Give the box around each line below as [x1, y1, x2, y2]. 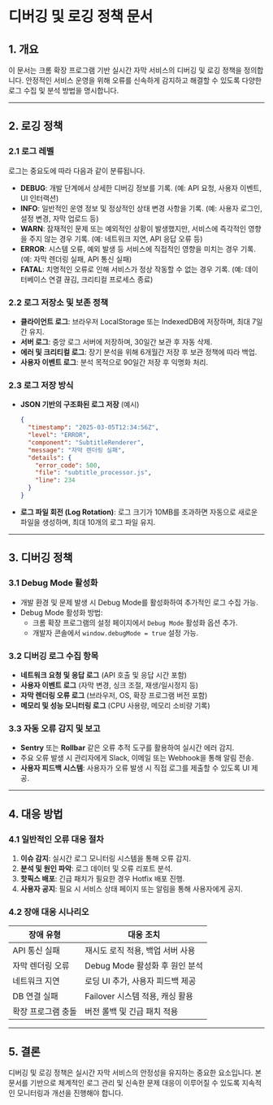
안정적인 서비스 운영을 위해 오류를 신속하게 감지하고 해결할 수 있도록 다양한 [25, 76, 262, 85]
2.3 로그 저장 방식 [8, 379, 74, 391]
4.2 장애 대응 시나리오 [8, 906, 89, 917]
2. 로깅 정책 [8, 119, 63, 133]
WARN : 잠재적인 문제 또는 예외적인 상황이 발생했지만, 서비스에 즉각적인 [19, 223, 246, 233]
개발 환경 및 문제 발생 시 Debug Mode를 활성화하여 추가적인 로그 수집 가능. [19, 597, 258, 607]
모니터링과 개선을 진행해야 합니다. [16, 1088, 123, 1098]
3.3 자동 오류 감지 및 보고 [8, 722, 101, 734]
